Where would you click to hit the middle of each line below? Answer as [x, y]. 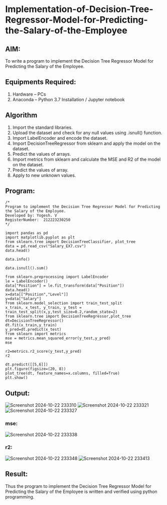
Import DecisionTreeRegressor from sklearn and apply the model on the [87, 143]
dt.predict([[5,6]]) [27, 365]
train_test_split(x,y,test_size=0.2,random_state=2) [61, 312]
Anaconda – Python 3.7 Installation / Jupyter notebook [68, 99]
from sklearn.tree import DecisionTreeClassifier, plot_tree [70, 242]
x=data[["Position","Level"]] [37, 295]
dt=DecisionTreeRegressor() [35, 321]
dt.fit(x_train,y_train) [31, 325]
